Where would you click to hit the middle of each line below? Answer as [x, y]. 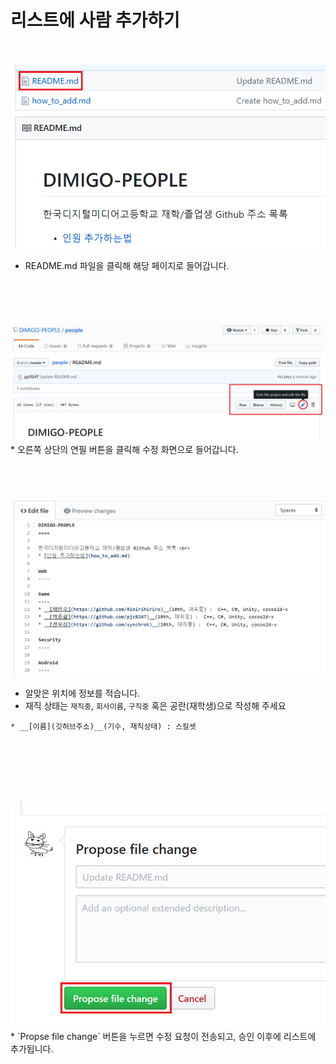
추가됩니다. [32, 1048]
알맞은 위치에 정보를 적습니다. [82, 693]
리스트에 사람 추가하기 [95, 20]
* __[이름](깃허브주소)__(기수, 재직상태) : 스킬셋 [103, 727]
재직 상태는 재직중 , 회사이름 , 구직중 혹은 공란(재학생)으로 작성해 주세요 [155, 706]
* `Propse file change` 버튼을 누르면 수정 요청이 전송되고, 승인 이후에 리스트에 [163, 1036]
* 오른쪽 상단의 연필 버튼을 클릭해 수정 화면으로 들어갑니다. [124, 450]
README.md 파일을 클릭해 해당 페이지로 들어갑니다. [127, 266]
